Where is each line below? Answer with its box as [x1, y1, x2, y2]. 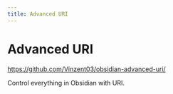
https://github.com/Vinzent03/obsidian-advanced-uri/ [7, 65, 166, 73]
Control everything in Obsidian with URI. [7, 78, 125, 87]
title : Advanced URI [7, 10, 69, 18]
